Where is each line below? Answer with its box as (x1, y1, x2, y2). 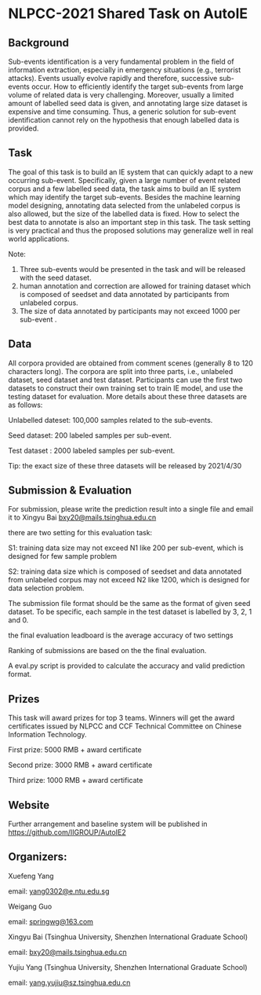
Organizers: (8, 850, 67, 864)
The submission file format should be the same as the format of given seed (8, 599, 251, 608)
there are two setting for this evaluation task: (8, 528, 153, 538)
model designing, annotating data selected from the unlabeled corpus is (8, 200, 241, 210)
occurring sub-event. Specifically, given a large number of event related (8, 175, 241, 185)
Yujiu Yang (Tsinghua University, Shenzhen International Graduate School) (8, 962, 248, 971)
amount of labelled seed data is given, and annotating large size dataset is (8, 99, 248, 108)
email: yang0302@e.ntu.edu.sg (8, 886, 110, 896)
